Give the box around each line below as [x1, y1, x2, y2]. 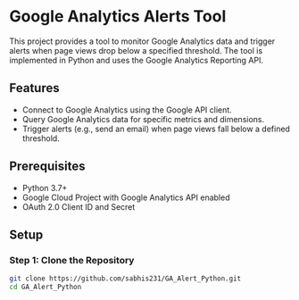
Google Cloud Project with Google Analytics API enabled [21, 192, 230, 203]
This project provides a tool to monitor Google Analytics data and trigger [9, 36, 276, 46]
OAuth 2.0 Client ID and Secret [21, 201, 136, 212]
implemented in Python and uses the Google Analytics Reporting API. [9, 54, 263, 65]
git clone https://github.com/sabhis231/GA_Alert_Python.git [9, 274, 242, 283]
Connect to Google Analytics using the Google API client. [21, 104, 232, 115]
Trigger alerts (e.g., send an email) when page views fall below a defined [21, 123, 290, 134]
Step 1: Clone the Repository [9, 254, 135, 266]
